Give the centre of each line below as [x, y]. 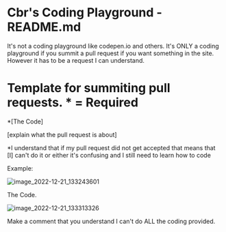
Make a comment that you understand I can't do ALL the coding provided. [111, 221]
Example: [20, 168]
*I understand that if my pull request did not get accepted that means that [111, 147]
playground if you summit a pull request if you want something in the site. [111, 53]
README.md [44, 27]
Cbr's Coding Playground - [85, 13]
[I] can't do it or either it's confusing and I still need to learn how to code [109, 155]
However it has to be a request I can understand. [76, 60]
